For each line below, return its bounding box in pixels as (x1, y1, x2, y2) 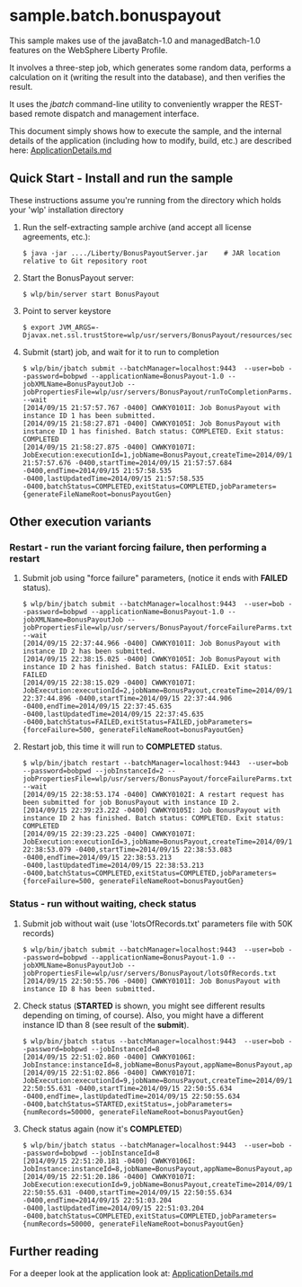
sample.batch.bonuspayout (9, 5, 222, 26)
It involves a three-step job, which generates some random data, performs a (9, 62, 292, 73)
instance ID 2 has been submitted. (22, 647, 156, 657)
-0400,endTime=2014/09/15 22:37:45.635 (22, 702, 173, 711)
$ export (22, 323, 56, 332)
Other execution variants (9, 514, 152, 530)
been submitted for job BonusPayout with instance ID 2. (22, 798, 241, 808)
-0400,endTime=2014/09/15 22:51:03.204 (22, 1195, 173, 1205)
